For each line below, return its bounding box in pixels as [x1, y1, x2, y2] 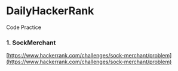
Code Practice [6, 24, 42, 31]
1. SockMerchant [6, 38, 56, 47]
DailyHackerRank [6, 4, 94, 18]
